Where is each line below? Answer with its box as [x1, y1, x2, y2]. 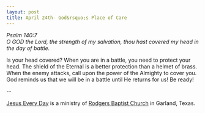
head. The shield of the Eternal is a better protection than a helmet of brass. [6, 62, 198, 70]
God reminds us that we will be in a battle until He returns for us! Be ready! [6, 76, 194, 83]
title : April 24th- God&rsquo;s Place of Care [6, 15, 127, 21]
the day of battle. [6, 44, 50, 52]
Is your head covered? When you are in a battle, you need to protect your [6, 56, 191, 64]
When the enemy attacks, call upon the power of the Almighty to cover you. [6, 69, 197, 76]
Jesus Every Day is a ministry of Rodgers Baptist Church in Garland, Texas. [6, 99, 196, 107]
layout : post [6, 9, 40, 15]
